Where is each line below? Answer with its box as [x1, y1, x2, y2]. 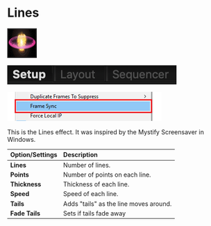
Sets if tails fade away [63, 209, 126, 217]
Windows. [7, 135, 36, 143]
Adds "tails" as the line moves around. [63, 200, 172, 208]
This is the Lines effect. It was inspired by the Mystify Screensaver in [7, 127, 205, 136]
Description [63, 151, 99, 159]
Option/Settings [10, 151, 58, 159]
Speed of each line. [63, 190, 119, 198]
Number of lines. [63, 161, 111, 169]
